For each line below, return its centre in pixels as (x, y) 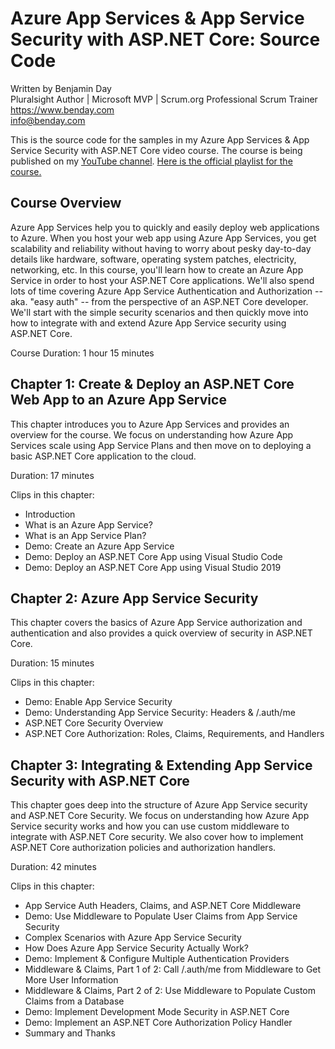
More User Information (71, 980)
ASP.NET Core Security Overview (94, 723)
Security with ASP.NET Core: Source (165, 39)
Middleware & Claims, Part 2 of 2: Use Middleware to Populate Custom (170, 991)
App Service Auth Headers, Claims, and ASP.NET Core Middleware (163, 906)
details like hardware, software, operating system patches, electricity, (153, 259)
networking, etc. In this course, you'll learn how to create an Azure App (157, 269)
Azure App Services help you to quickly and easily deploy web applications (165, 227)
